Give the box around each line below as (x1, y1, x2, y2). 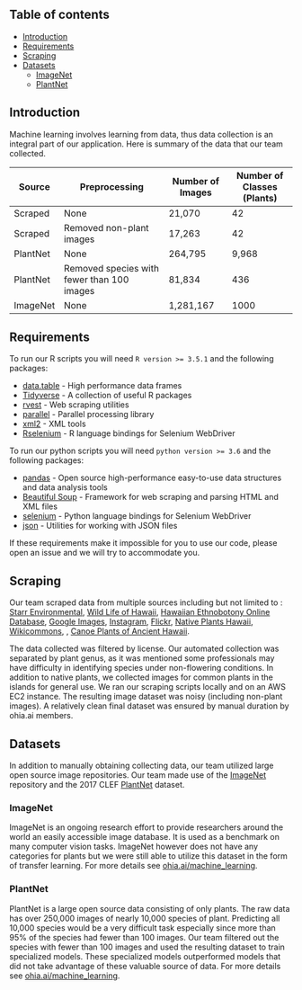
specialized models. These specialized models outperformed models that (9, 950, 281, 961)
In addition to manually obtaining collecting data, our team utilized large (9, 760, 274, 771)
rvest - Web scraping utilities (22, 399, 129, 410)
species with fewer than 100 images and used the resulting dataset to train (9, 941, 286, 952)
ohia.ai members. (9, 710, 74, 721)
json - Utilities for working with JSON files (22, 521, 178, 531)
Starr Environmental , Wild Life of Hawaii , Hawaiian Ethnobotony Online (9, 607, 271, 618)
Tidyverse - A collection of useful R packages (22, 390, 192, 401)
